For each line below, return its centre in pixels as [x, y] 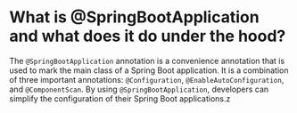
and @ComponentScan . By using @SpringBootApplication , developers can [139, 89]
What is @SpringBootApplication [135, 17]
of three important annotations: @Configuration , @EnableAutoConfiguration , [147, 79]
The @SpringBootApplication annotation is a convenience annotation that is [147, 61]
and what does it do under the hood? [148, 36]
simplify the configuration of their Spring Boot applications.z [120, 98]
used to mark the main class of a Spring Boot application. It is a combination [149, 70]
